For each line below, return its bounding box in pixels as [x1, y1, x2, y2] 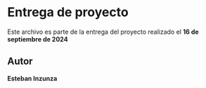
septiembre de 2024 [7, 34, 68, 43]
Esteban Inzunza [7, 74, 58, 82]
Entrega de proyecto [7, 4, 129, 20]
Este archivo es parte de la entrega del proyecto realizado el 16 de [7, 27, 199, 36]
